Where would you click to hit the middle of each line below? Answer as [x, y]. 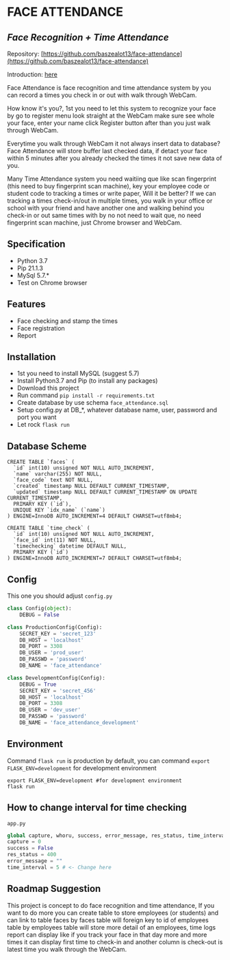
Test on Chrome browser [52, 282]
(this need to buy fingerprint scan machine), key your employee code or [108, 186]
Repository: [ [25, 54]
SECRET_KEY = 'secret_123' [58, 634]
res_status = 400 [32, 855]
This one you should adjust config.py [60, 596]
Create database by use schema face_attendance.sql [93, 403]
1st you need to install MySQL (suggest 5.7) [78, 373]
